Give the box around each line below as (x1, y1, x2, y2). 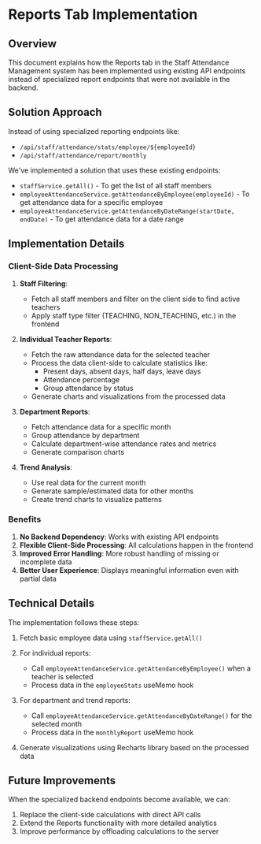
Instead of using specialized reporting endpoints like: (8, 126, 180, 136)
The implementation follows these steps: (8, 617, 140, 627)
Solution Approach (8, 106, 102, 119)
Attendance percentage (42, 374, 120, 384)
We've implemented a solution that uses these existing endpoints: (8, 165, 221, 175)
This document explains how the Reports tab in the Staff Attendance (8, 58, 230, 67)
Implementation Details (8, 237, 125, 251)
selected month (31, 719, 83, 728)
